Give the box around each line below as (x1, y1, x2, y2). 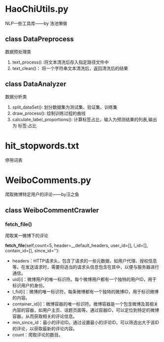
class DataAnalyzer (5, 80, 66, 88)
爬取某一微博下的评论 (5, 233, 48, 239)
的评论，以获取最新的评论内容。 (12, 326, 77, 332)
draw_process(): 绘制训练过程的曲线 (12, 110, 86, 116)
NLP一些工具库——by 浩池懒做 (5, 20, 67, 26)
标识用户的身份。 (12, 282, 47, 289)
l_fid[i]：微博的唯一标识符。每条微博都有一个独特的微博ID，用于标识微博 (12, 289, 159, 295)
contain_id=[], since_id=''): (5, 248, 60, 254)
